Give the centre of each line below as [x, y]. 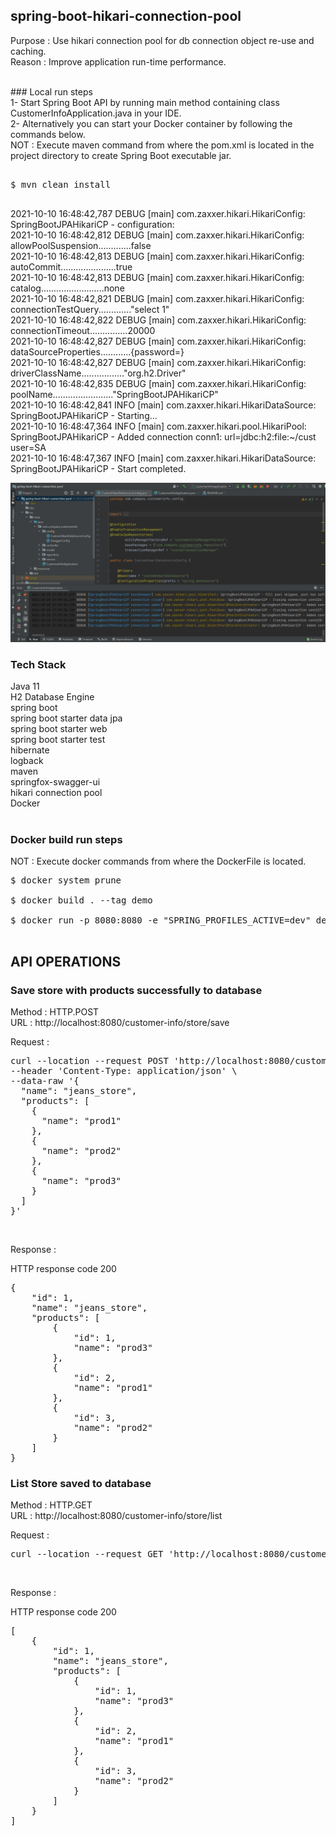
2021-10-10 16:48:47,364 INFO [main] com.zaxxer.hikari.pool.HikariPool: [158, 426]
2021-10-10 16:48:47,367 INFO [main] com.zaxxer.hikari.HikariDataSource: [163, 458]
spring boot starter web [59, 729]
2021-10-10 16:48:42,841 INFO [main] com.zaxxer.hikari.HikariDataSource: [163, 405]
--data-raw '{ [45, 1081]
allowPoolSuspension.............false [81, 245]
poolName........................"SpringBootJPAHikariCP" [114, 394]
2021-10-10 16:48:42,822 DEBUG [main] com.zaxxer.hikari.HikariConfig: [158, 320]
